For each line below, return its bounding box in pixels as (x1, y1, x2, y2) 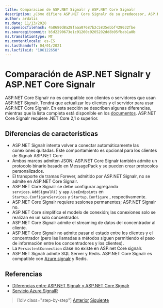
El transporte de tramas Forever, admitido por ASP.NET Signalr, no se (12, 173, 150, 179)
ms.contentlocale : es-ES (5, 39, 55, 44)
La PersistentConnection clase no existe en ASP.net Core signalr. (12, 245, 143, 251)
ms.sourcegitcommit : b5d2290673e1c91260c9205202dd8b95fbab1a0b (5, 30, 136, 34)
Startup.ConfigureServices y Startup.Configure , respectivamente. (12, 194, 147, 200)
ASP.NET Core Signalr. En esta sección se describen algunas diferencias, (5, 105, 151, 111)
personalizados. (12, 168, 45, 174)
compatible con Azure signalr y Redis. (12, 256, 88, 262)
